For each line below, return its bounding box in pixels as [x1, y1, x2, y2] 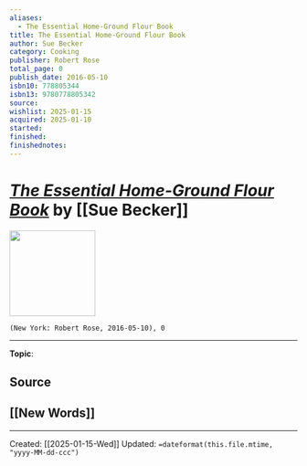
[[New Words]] [9, 406, 96, 421]
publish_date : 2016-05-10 [9, 73, 108, 82]
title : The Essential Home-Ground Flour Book [9, 30, 185, 39]
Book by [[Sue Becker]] [9, 199, 189, 220]
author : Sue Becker [9, 38, 84, 48]
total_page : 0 [9, 65, 64, 74]
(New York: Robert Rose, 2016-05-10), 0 [9, 323, 166, 333]
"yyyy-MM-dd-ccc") [9, 448, 79, 457]
